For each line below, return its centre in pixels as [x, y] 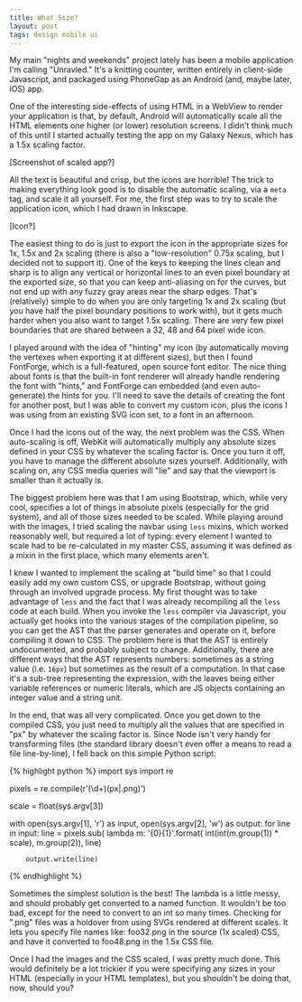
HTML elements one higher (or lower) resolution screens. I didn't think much [151, 126]
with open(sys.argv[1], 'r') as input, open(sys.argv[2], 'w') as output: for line [150, 824]
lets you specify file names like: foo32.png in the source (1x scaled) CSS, [145, 932]
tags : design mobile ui [54, 34]
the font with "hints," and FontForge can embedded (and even [124, 386]
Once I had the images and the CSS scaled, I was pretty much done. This [145, 960]
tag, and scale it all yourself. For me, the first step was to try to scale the [143, 199]
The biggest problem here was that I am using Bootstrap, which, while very [149, 498]
